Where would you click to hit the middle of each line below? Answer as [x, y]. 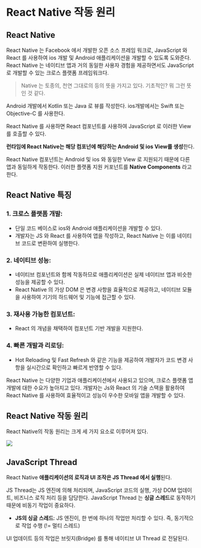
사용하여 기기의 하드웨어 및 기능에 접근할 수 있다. [78, 297]
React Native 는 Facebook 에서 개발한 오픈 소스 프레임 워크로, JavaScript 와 [97, 50]
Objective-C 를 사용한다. [36, 113]
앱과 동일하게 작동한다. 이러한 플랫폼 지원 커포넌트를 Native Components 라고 [99, 167]
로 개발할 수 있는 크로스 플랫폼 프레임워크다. [58, 73]
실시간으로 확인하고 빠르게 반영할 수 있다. [75, 367]
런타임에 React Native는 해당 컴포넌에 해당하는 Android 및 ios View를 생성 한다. [100, 146]
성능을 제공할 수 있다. [40, 282]
